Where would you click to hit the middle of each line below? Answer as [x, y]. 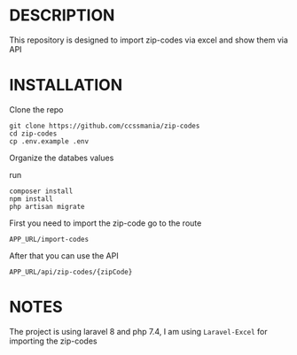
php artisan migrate [47, 206]
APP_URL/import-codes [49, 239]
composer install [41, 191]
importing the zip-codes [53, 341]
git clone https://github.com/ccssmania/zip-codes [105, 126]
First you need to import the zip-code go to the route [106, 223]
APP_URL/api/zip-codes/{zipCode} [71, 272]
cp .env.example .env [49, 141]
